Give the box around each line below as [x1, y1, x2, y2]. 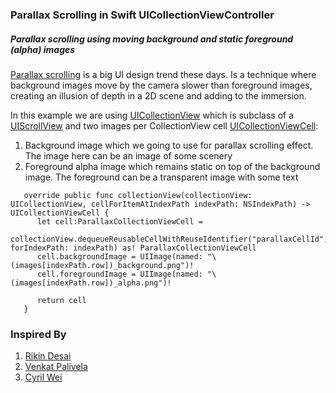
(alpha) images [10, 43, 76, 55]
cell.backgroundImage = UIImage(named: [36, 251, 203, 262]
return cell [36, 295, 87, 305]
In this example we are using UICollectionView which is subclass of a [10, 109, 295, 121]
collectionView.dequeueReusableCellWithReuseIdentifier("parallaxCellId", [10, 234, 329, 244]
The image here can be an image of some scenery [24, 149, 233, 162]
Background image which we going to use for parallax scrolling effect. [24, 139, 314, 151]
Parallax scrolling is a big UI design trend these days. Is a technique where [10, 68, 317, 80]
